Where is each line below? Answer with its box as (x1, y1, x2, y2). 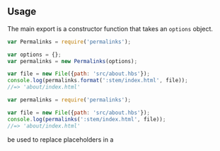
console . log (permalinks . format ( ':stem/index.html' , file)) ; (7, 77, 189, 84)
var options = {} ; (7, 51, 62, 58)
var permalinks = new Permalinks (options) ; (7, 57, 138, 65)
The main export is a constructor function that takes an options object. (7, 24, 214, 33)
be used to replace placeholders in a (7, 135, 114, 144)
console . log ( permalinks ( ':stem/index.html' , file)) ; (7, 116, 166, 123)
